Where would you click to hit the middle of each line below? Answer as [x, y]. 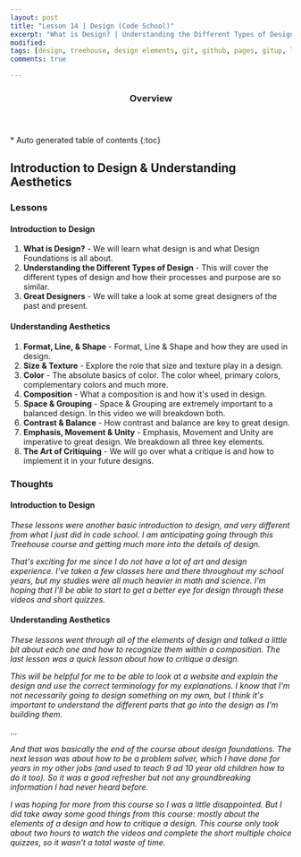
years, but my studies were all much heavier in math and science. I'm [138, 580]
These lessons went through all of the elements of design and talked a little [149, 639]
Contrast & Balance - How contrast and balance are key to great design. [156, 423]
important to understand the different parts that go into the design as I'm [144, 705]
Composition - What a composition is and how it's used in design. [145, 394]
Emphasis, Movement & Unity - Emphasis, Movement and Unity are [148, 432]
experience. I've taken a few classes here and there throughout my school [147, 570]
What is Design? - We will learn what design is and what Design [141, 249]
